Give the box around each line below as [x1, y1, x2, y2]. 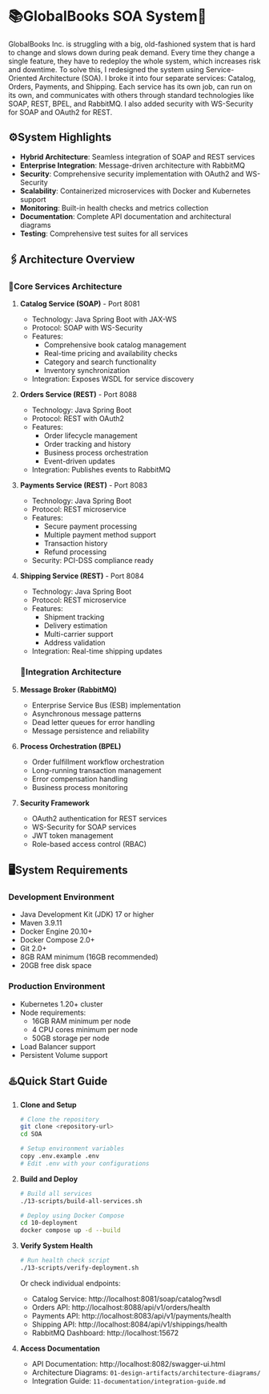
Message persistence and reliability [31, 726, 150, 735]
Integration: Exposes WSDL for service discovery [31, 375, 195, 384]
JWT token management [31, 830, 114, 840]
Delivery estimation [43, 621, 108, 630]
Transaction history [43, 539, 108, 549]
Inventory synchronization [43, 366, 130, 375]
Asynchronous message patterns [31, 708, 142, 719]
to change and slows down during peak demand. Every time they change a [8, 47, 255, 57]
